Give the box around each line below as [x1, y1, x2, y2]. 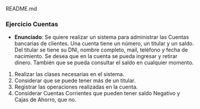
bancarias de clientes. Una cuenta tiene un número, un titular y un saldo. [14, 40, 195, 47]
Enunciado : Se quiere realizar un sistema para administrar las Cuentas [14, 34, 189, 41]
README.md [5, 5, 37, 12]
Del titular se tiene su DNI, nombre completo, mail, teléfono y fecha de [14, 46, 189, 53]
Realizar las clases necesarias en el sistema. [14, 71, 124, 78]
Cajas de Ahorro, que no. [14, 96, 77, 104]
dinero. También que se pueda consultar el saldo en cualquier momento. [14, 59, 194, 66]
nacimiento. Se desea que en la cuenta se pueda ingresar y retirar [14, 53, 178, 60]
